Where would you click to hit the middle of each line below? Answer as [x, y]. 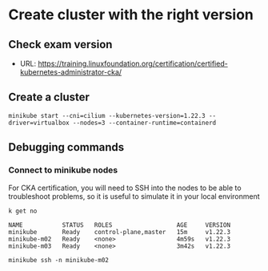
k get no [23, 211]
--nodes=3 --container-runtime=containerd [144, 123]
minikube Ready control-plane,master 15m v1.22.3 [119, 232]
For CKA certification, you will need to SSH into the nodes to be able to [125, 188]
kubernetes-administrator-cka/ [71, 72]
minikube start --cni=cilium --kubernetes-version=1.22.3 [107, 115]
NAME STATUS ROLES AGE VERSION [119, 225]
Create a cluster [49, 97]
